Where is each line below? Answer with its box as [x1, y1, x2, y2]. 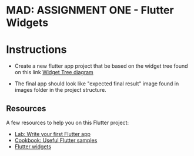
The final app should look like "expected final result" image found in [14, 80, 179, 87]
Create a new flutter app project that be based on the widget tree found [14, 62, 188, 69]
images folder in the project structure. [14, 87, 107, 94]
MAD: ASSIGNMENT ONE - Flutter [6, 4, 175, 17]
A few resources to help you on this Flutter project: [6, 119, 129, 126]
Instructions [6, 43, 67, 57]
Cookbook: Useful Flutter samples [14, 137, 98, 144]
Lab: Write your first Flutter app [14, 130, 91, 137]
